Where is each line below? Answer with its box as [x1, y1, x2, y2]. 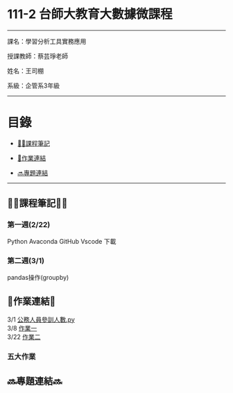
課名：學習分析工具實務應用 [7, 37, 87, 45]
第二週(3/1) [7, 256, 45, 266]
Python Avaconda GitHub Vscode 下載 [7, 237, 116, 245]
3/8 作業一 [7, 324, 37, 332]
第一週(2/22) [7, 220, 51, 230]
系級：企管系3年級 [7, 81, 60, 90]
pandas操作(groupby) [7, 273, 69, 281]
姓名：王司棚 [7, 67, 44, 75]
